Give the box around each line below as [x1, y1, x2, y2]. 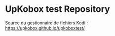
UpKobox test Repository [5, 3, 110, 15]
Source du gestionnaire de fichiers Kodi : [5, 20, 88, 26]
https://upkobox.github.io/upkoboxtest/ [5, 25, 85, 31]
